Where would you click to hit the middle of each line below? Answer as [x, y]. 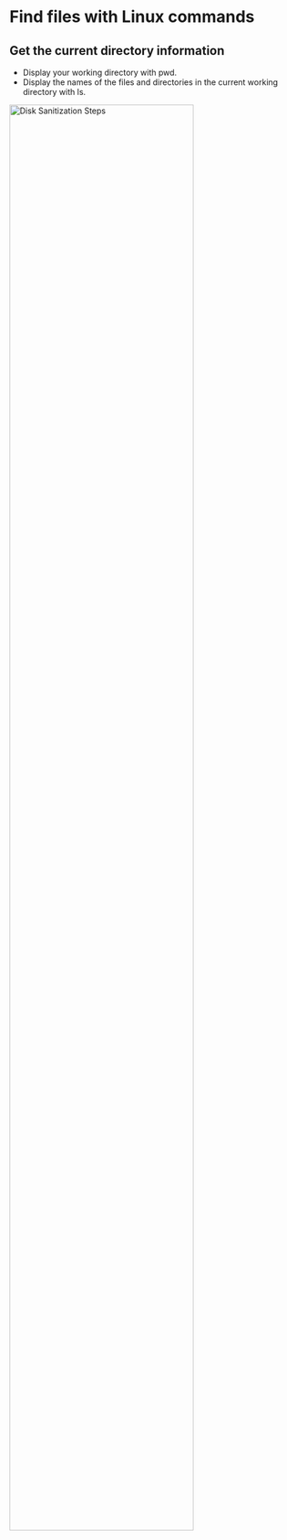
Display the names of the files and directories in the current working [150, 82]
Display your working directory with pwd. [100, 72]
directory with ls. [54, 92]
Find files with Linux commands [132, 17]
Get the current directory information [117, 51]
